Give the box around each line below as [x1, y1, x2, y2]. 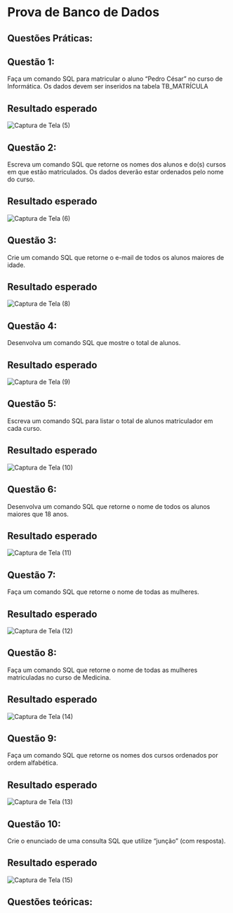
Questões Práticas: [7, 32, 93, 44]
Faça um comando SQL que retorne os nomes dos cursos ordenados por [7, 751, 219, 760]
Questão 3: [7, 235, 58, 247]
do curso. [7, 175, 35, 183]
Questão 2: [7, 141, 57, 153]
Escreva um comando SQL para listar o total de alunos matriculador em [7, 416, 213, 425]
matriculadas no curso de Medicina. [7, 673, 111, 682]
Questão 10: [7, 818, 61, 830]
